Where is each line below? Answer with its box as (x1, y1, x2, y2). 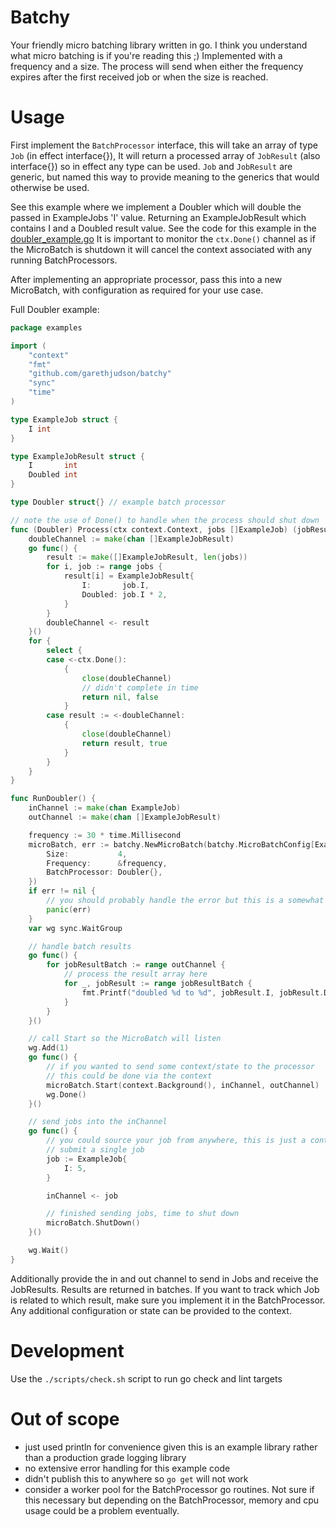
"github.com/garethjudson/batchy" (28, 369, 172, 379)
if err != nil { (28, 886, 97, 896)
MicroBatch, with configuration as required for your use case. (10, 284, 264, 296)
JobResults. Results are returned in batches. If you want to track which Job (10, 1283, 320, 1295)
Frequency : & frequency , (46, 858, 168, 868)
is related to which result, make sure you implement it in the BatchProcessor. (10, 1294, 326, 1306)
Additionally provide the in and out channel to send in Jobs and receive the (10, 1272, 319, 1285)
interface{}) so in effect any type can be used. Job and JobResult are (10, 160, 293, 172)
